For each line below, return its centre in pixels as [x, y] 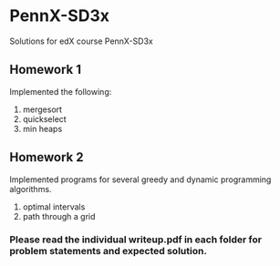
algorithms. [31, 189]
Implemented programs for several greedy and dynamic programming [140, 179]
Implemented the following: [61, 91]
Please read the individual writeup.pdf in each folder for [136, 240]
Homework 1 [46, 70]
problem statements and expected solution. [109, 251]
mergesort [42, 109]
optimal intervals [54, 207]
